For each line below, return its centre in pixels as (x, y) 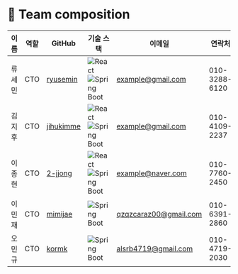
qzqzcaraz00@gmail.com (159, 214)
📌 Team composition (69, 15)
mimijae (59, 214)
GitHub (63, 43)
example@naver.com (152, 173)
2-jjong (59, 173)
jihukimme (64, 126)
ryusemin (62, 79)
